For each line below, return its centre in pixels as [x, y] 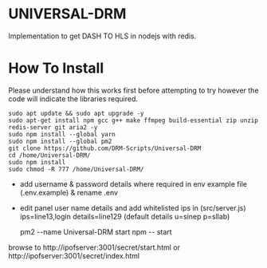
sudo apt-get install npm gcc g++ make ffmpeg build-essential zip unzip [133, 120]
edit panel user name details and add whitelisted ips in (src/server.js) [133, 207]
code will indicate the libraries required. [73, 99]
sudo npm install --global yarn [62, 134]
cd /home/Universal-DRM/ [49, 155]
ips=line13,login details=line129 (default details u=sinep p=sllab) [125, 216]
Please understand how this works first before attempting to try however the [133, 90]
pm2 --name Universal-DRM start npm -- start [96, 231]
